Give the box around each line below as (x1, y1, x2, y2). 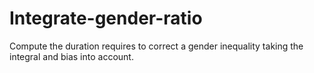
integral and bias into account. (9, 50, 134, 62)
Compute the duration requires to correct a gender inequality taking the (9, 40, 304, 52)
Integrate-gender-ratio (9, 7, 203, 30)
